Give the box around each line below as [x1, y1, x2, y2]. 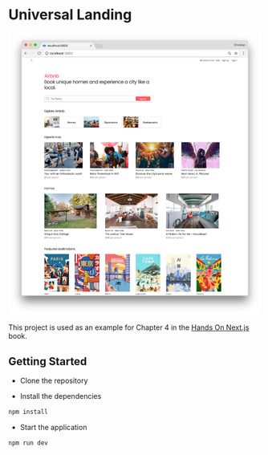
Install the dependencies [19, 391, 102, 400]
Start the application [19, 422, 87, 432]
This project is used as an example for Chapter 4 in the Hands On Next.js [8, 323, 250, 332]
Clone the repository [19, 376, 88, 385]
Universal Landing [8, 6, 132, 24]
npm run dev [8, 439, 48, 447]
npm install [8, 408, 48, 416]
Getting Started [8, 355, 87, 368]
